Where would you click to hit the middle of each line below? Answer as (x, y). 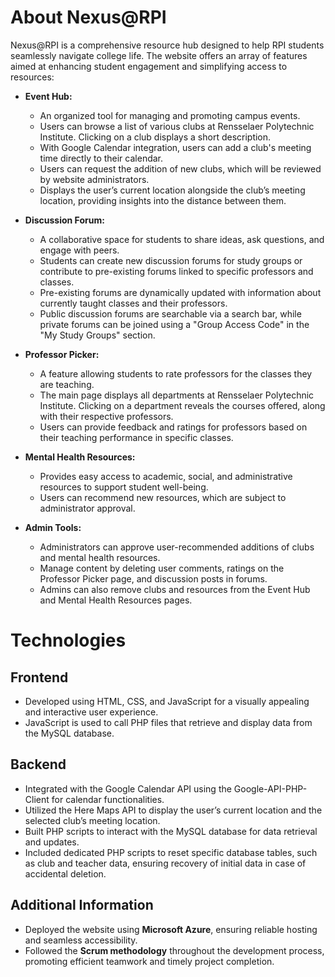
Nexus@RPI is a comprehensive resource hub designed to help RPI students (167, 45)
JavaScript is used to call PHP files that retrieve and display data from (168, 722)
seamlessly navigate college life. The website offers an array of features (159, 55)
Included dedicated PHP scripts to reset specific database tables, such (171, 852)
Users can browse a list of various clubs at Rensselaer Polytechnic (177, 126)
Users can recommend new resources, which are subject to (163, 497)
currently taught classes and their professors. (133, 303)
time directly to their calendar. (101, 158)
